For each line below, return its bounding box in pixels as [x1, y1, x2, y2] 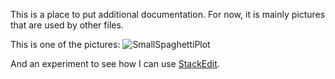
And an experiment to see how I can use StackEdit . [10, 58, 220, 69]
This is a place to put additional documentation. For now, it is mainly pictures [10, 9, 326, 20]
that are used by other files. [10, 19, 124, 31]
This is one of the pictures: [10, 39, 121, 50]
